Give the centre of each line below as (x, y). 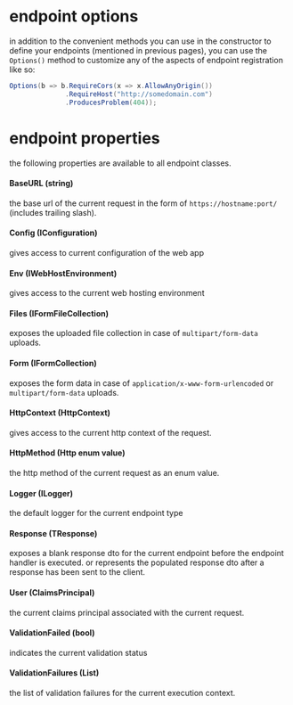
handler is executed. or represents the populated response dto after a (137, 562)
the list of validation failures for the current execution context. (122, 693)
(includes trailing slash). (53, 212)
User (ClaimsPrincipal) (52, 592)
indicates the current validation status (78, 652)
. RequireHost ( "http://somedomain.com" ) (139, 94)
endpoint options (74, 16)
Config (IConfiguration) (53, 233)
